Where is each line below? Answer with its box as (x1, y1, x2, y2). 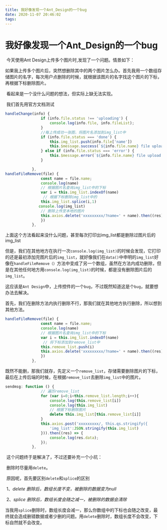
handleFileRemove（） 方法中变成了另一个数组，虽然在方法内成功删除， (14, 261, 158, 266)
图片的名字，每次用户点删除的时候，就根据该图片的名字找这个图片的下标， (9, 74, 162, 80)
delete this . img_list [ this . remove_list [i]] (49, 412, 141, 417)
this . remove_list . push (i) (40, 344, 94, 349)
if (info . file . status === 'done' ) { (40, 134, 117, 140)
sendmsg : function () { (5, 384, 55, 389)
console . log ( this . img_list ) (49, 403, 108, 408)
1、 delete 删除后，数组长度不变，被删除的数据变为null (6, 486, 117, 492)
